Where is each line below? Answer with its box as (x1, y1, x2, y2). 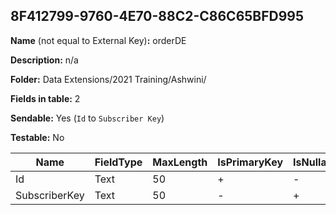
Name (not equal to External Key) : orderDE (10, 34, 187, 46)
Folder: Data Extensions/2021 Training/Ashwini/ (10, 73, 207, 85)
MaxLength (152, 155, 208, 169)
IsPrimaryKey (217, 155, 284, 169)
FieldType (94, 155, 143, 169)
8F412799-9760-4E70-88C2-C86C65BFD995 (10, 8, 305, 25)
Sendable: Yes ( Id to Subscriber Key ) (10, 112, 165, 124)
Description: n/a (10, 54, 79, 66)
